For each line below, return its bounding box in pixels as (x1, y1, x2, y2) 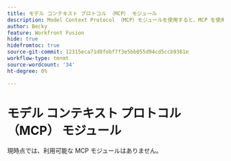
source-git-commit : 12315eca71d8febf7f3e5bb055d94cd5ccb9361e (7, 49, 189, 56)
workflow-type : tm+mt (7, 55, 69, 62)
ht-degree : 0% (7, 67, 48, 74)
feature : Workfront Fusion (7, 29, 85, 36)
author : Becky (7, 23, 48, 30)
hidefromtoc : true (7, 42, 60, 49)
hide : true (7, 36, 38, 43)
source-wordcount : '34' (7, 61, 76, 68)
